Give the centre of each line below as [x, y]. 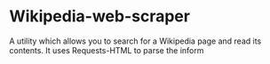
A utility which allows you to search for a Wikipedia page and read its [135, 41]
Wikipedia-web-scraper [100, 16]
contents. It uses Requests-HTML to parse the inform [107, 50]
